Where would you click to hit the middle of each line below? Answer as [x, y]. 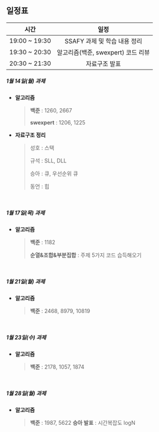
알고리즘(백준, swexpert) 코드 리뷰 [104, 52]
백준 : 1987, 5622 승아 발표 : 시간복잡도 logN [83, 422]
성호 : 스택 [42, 147]
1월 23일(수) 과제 [26, 338]
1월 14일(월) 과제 [26, 81]
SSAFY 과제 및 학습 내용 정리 [103, 41]
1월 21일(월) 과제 [26, 282]
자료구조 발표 [104, 63]
